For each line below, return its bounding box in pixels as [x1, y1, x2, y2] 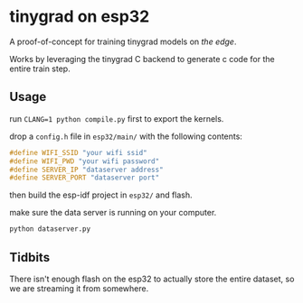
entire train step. [9, 63, 71, 74]
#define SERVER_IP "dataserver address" [9, 165, 165, 174]
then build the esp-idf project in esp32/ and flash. [9, 189, 193, 200]
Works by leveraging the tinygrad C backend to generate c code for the [9, 53, 275, 64]
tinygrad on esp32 [9, 6, 150, 27]
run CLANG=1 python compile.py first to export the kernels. [9, 113, 224, 124]
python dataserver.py [9, 225, 91, 234]
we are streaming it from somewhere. [9, 282, 149, 294]
